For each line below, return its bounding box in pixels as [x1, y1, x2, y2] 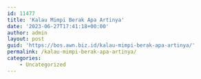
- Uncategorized [19, 61, 67, 68]
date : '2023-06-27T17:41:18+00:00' [7, 23, 109, 30]
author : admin [7, 29, 48, 36]
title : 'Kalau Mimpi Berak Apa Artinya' [7, 16, 125, 23]
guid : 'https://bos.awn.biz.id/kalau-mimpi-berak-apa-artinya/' [7, 42, 195, 49]
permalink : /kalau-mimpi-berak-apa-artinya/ [7, 49, 137, 56]
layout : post [7, 36, 45, 43]
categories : [7, 55, 41, 62]
